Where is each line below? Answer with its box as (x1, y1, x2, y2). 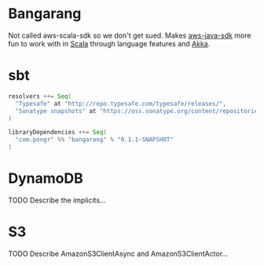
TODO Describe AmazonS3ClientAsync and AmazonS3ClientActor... (8, 249, 229, 258)
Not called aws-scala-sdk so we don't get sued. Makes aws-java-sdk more (8, 31, 251, 40)
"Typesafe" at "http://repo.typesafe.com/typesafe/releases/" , (15, 100, 226, 107)
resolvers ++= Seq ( (8, 92, 72, 100)
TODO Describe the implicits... (8, 195, 106, 205)
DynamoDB (8, 169, 84, 188)
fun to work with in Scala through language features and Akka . (8, 38, 211, 48)
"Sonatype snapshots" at (15, 107, 97, 115)
